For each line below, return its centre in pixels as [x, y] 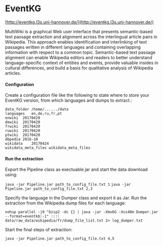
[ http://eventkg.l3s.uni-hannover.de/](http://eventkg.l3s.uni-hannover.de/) [79, 22]
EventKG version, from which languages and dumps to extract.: [69, 100]
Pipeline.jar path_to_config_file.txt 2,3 [49, 189]
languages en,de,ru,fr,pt [34, 114]
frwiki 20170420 [23, 127]
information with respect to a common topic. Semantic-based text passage [80, 52]
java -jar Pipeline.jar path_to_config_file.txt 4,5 [60, 239]
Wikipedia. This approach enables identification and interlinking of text [76, 42]
